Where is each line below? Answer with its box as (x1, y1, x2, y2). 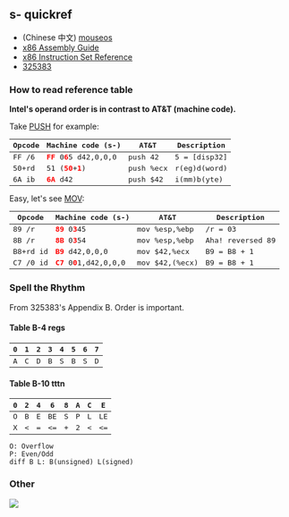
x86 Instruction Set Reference (21, 51, 133, 62)
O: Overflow (9, 442, 54, 451)
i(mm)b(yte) (174, 174, 224, 184)
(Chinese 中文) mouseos (21, 31, 114, 43)
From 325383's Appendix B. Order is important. (9, 301, 185, 312)
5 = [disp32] (174, 152, 228, 162)
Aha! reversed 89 (205, 236, 276, 245)
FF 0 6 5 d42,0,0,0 (46, 152, 117, 162)
